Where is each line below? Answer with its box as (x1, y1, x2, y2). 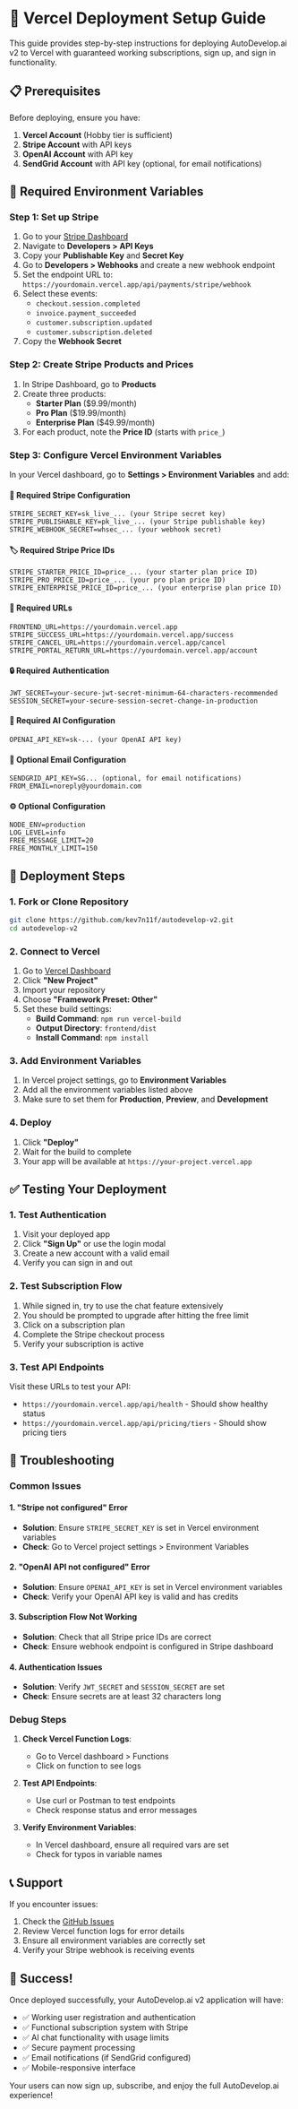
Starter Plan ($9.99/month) (35, 398, 137, 409)
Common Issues (9, 1480, 82, 1492)
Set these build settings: (21, 1004, 112, 1015)
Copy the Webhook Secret (21, 336, 123, 347)
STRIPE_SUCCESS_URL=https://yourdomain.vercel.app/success (9, 630, 234, 639)
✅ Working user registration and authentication (21, 2012, 196, 2023)
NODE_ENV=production (9, 820, 87, 830)
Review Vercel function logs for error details (21, 1926, 185, 1937)
